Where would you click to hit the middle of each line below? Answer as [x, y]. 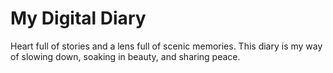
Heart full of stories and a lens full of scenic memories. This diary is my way [166, 46]
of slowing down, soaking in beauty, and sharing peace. [125, 56]
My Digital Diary [78, 18]
